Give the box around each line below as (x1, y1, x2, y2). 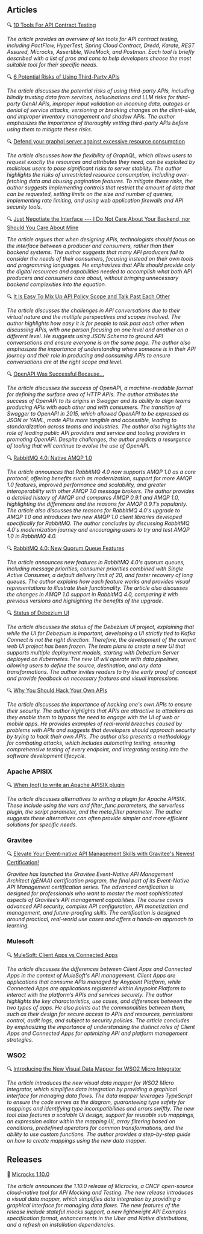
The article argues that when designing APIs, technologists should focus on (7, 235, 195, 243)
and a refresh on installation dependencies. (7, 1221, 115, 1228)
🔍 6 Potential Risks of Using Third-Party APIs (7, 73, 120, 80)
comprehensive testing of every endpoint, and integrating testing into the (7, 745, 189, 752)
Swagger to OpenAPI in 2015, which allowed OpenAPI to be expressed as (7, 410, 189, 417)
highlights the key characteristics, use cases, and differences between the (7, 997, 192, 1005)
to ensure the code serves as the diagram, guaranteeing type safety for (7, 1099, 186, 1106)
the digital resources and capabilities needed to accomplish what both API (7, 267, 192, 275)
